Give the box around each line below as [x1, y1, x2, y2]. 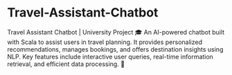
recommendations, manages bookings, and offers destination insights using [7, 45, 224, 53]
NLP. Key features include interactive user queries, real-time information [7, 52, 213, 61]
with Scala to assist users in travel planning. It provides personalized [7, 38, 203, 46]
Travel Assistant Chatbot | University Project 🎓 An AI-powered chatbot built [7, 28, 225, 36]
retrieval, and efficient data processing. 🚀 [7, 60, 125, 68]
